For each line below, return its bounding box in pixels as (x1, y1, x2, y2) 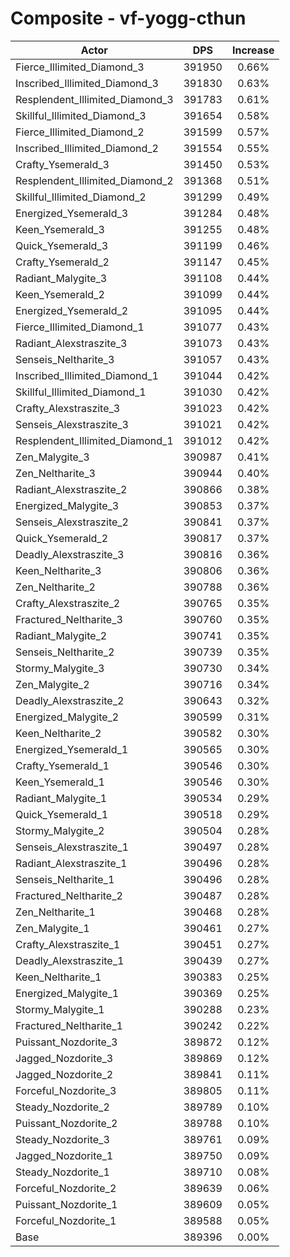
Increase (231, 43, 275, 57)
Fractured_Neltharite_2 (15, 888, 123, 902)
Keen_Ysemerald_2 (15, 287, 105, 301)
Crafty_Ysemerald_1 (15, 758, 110, 772)
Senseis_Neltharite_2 (15, 645, 115, 659)
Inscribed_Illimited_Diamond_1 (15, 368, 159, 382)
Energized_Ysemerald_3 (15, 206, 129, 220)
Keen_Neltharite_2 (15, 726, 102, 740)
